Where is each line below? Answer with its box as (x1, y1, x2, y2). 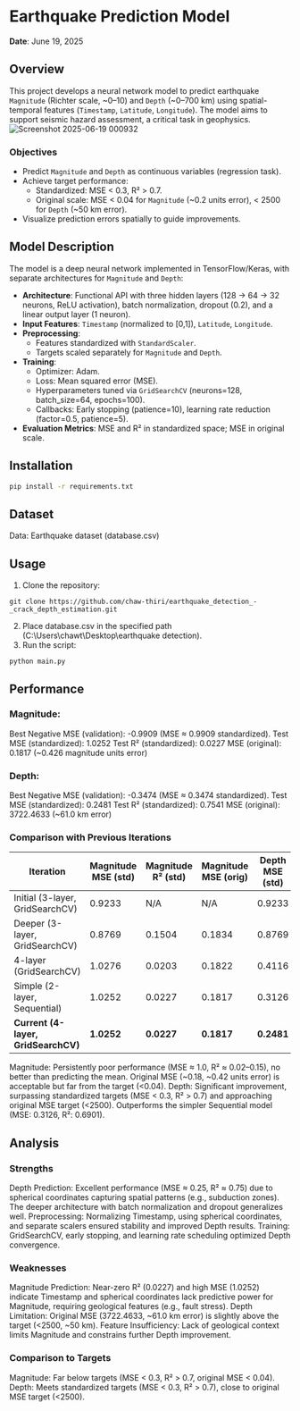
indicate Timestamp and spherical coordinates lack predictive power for (9, 1291, 274, 1302)
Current (13, 1017, 47, 1029)
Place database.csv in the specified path (21, 621, 172, 632)
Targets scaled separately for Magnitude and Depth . (35, 347, 222, 357)
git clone (9, 597, 46, 607)
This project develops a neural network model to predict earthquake (9, 85, 260, 96)
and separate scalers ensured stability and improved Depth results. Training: (9, 1221, 290, 1231)
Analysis (9, 1135, 60, 1150)
